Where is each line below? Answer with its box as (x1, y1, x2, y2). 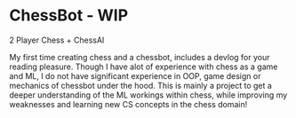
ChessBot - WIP (9, 5, 129, 26)
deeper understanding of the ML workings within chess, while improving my (9, 90, 288, 100)
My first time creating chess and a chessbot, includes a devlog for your (9, 51, 270, 62)
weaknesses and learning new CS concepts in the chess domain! (9, 98, 248, 109)
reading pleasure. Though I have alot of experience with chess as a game (9, 61, 278, 72)
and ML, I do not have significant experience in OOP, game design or (9, 70, 261, 81)
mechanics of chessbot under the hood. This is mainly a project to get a (9, 80, 273, 90)
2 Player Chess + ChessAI (9, 35, 105, 45)
